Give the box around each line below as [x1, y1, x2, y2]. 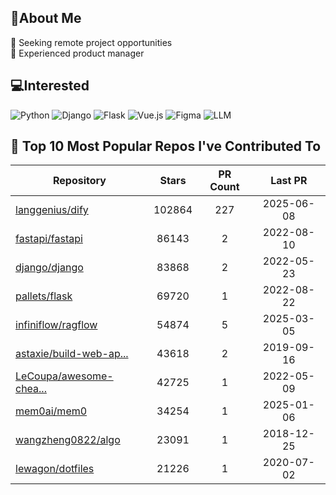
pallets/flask [15, 289, 73, 303]
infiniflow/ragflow [15, 318, 98, 332]
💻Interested [10, 77, 90, 95]
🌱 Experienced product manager [10, 47, 145, 59]
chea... [15, 382, 47, 396]
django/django [15, 261, 84, 275]
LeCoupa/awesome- [15, 369, 114, 383]
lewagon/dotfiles [15, 462, 95, 476]
